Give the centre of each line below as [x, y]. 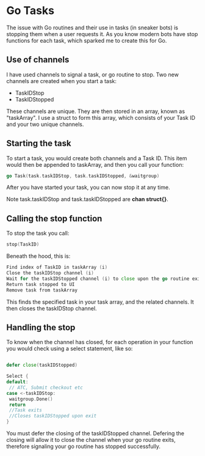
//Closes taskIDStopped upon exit [53, 416]
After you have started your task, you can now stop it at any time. [88, 188]
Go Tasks [31, 11]
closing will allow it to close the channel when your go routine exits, [91, 440]
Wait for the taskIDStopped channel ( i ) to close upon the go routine [98, 279]
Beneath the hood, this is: [38, 256]
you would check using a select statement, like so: [70, 348]
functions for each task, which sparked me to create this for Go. [87, 40]
